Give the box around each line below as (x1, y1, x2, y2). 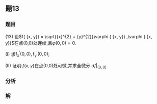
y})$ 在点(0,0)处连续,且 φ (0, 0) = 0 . (5, 40, 76, 46)
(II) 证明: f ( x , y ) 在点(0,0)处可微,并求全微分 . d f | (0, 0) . (5, 63, 108, 70)
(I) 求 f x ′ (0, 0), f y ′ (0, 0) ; (5, 50, 50, 58)
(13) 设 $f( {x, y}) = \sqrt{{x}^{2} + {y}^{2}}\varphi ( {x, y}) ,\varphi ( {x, (5, 33, 152, 39)
